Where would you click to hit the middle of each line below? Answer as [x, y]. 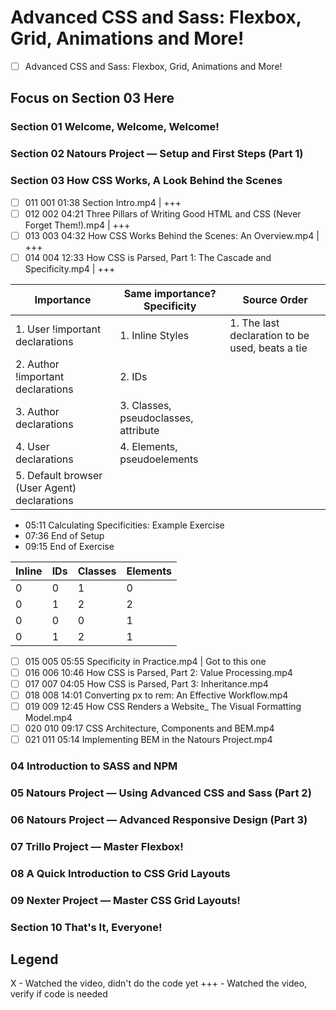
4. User [32, 446]
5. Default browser [59, 475]
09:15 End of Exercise [69, 546]
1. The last [254, 323]
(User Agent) [46, 488]
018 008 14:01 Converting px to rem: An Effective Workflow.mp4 [156, 695]
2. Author [37, 364]
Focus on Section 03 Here [92, 98]
